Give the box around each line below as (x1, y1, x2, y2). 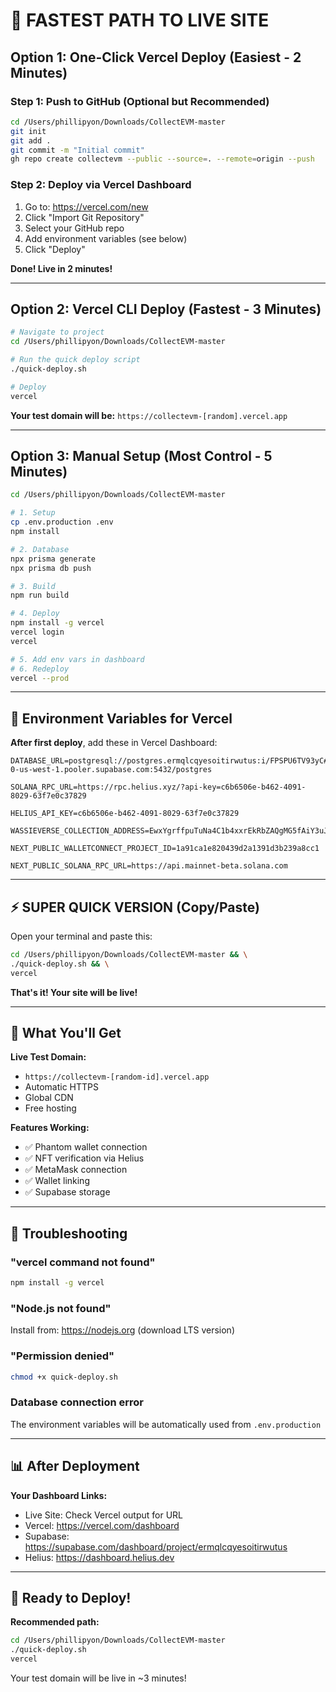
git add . (10, 135, 52, 146)
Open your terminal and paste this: (10, 930, 153, 943)
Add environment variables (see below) (24, 232, 188, 244)
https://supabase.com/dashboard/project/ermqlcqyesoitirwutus (24, 1540, 288, 1553)
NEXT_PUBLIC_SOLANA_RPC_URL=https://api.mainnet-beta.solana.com (10, 861, 288, 871)
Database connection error (10, 1395, 145, 1409)
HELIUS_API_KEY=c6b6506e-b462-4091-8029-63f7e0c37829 (10, 809, 240, 819)
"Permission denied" (10, 1349, 115, 1363)
